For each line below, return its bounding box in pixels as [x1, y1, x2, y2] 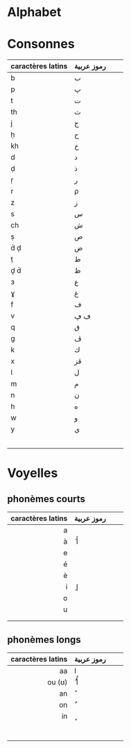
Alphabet [7, 4, 62, 20]
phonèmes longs [7, 634, 81, 646]
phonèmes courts [7, 493, 85, 505]
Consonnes [7, 36, 75, 52]
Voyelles [7, 465, 58, 481]
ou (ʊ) [47, 677, 68, 687]
